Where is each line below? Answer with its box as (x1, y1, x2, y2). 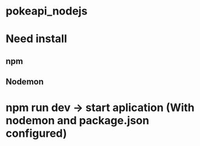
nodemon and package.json (5, 114, 150, 128)
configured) (5, 127, 67, 141)
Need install (5, 32, 67, 46)
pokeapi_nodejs (5, 4, 88, 18)
